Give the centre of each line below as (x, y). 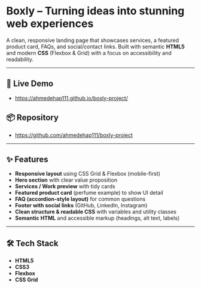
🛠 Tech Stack (32, 243)
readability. (20, 59)
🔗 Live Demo (30, 84)
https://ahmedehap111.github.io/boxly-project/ (71, 98)
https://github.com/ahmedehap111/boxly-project (74, 135)
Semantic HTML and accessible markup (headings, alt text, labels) (97, 218)
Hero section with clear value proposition (66, 180)
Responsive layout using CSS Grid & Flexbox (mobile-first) (87, 174)
